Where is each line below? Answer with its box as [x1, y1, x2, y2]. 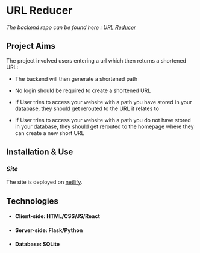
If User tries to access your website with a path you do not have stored [14, 116, 191, 123]
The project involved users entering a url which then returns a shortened [6, 57, 187, 64]
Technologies [6, 196, 59, 206]
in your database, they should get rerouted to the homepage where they [14, 123, 194, 130]
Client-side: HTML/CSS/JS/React [14, 213, 101, 220]
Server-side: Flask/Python [14, 226, 83, 234]
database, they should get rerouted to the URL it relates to [14, 105, 160, 112]
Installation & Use [6, 147, 73, 157]
